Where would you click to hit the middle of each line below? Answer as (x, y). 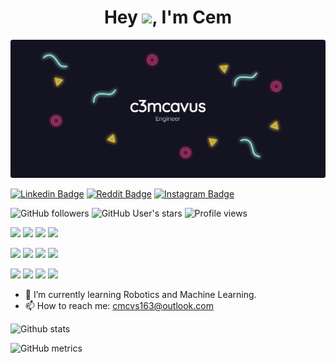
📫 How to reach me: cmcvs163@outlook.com (119, 305)
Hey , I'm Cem (168, 17)
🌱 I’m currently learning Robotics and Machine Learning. (140, 294)
